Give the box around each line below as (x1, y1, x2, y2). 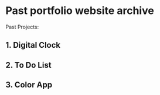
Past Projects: (5, 23, 39, 30)
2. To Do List (5, 60, 52, 70)
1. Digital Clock (5, 40, 61, 50)
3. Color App (5, 80, 53, 90)
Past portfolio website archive (5, 4, 155, 17)
